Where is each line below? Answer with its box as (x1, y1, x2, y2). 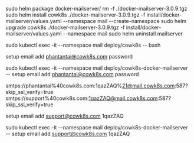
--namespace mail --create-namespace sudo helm (63, 18, 187, 24)
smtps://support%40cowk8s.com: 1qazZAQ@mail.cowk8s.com (5, 95, 158, 102)
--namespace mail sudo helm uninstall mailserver (63, 30, 183, 37)
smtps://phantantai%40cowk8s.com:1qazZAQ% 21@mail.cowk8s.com (5, 82, 175, 89)
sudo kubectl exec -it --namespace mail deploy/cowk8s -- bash (5, 41, 161, 48)
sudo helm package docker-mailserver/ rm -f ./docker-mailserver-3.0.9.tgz (5, 5, 188, 12)
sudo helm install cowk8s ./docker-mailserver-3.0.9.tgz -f (5, 11, 146, 18)
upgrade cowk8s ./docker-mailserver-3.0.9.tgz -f (5, 24, 125, 31)
